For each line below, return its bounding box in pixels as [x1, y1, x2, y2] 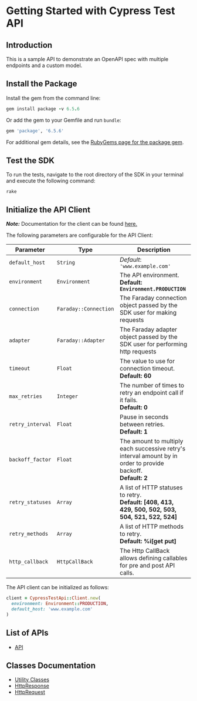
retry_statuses [9, 499, 52, 506]
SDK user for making [120, 309, 177, 317]
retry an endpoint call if [120, 389, 184, 397]
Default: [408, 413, [120, 498, 174, 506]
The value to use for [120, 357, 175, 365]
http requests [120, 348, 157, 356]
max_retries [9, 393, 43, 400]
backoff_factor [9, 456, 52, 463]
